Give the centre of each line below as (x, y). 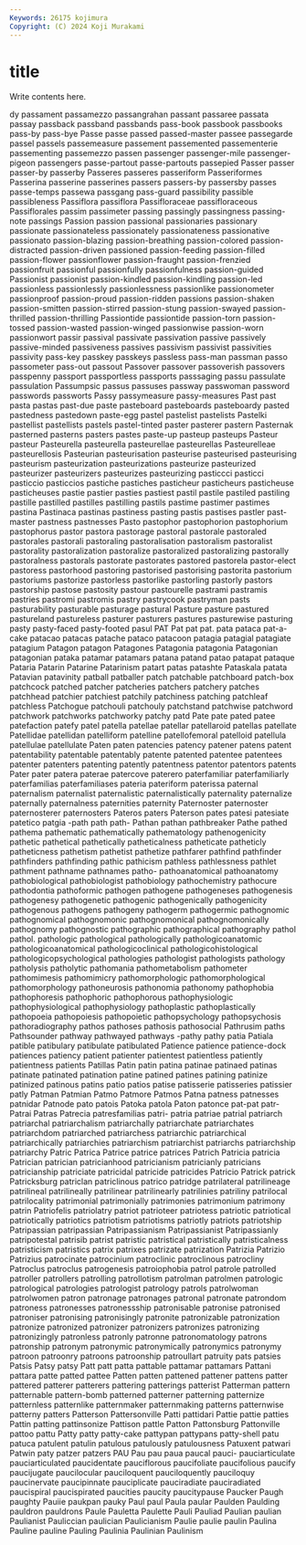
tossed (22, 328)
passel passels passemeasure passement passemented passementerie (144, 143)
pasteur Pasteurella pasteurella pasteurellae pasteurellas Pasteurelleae (142, 445)
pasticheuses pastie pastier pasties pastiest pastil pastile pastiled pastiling (150, 493)
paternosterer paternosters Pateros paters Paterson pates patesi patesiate (149, 813)
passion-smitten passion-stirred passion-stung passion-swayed (130, 309)
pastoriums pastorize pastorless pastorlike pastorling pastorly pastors (141, 580)
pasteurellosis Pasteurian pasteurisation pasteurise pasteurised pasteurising (153, 454)
